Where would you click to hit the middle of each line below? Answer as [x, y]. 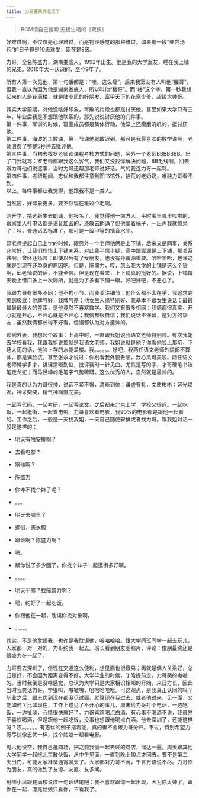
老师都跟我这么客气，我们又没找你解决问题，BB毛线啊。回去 [116, 161]
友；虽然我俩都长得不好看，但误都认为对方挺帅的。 [68, 322]
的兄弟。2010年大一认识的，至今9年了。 [55, 69]
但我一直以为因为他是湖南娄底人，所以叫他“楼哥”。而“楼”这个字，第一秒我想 [99, 89]
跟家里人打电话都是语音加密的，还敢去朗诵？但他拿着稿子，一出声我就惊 [94, 223]
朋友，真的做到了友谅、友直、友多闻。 [58, 769]
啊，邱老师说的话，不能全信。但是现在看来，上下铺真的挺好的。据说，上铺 [97, 272]
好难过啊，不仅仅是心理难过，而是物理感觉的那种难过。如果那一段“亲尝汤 [96, 41]
